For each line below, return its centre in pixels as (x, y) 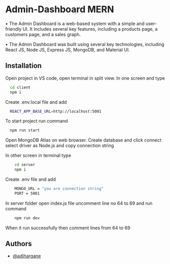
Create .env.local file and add (36, 102)
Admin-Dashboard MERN (60, 9)
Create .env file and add (31, 179)
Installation (23, 66)
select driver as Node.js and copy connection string (60, 146)
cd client (20, 87)
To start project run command (37, 121)
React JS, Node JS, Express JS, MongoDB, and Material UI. (68, 50)
